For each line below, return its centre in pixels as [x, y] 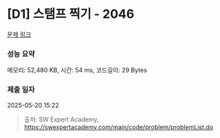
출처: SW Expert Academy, [61, 119]
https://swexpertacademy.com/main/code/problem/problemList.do [119, 127]
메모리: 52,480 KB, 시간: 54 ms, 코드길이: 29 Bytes [77, 70]
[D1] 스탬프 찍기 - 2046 [71, 14]
